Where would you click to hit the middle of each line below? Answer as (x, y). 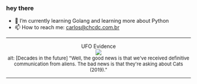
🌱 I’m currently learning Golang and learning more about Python (91, 21)
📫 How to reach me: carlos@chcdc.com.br (67, 27)
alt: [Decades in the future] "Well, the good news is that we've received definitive (98, 58)
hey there (20, 8)
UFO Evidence (98, 46)
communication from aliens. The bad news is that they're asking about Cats (98, 64)
